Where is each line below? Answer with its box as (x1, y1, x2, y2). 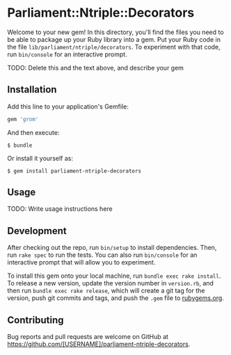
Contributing (7, 314, 64, 326)
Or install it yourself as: (7, 154, 73, 162)
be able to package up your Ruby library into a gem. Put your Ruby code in (7, 35, 221, 43)
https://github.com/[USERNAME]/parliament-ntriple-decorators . (7, 340, 191, 349)
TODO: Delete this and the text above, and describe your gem (7, 63, 184, 72)
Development (7, 225, 67, 237)
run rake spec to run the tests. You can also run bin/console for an (7, 251, 198, 259)
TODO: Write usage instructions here (7, 205, 113, 213)
